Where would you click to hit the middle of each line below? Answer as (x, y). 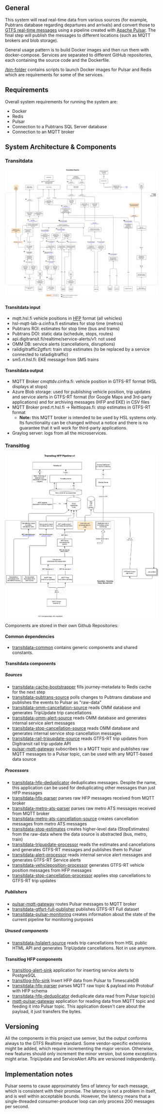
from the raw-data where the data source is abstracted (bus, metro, (80, 834)
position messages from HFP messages (52, 870)
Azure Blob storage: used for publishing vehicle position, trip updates (81, 392)
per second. (17, 1107)
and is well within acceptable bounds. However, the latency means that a (78, 1096)
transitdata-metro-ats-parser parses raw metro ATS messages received (84, 808)
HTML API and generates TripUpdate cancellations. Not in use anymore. (84, 948)
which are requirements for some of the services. (54, 74)
